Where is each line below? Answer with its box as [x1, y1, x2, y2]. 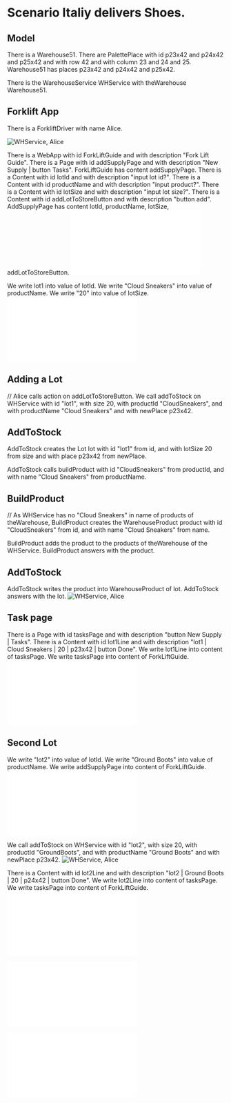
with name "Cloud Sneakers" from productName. [7, 473, 147, 481]
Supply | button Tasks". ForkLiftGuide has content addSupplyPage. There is [7, 166, 222, 174]
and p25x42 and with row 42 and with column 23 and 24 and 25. [7, 58, 192, 66]
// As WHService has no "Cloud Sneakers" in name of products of [7, 511, 194, 519]
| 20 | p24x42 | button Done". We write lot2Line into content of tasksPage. [7, 876, 218, 884]
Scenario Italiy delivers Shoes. [7, 5, 185, 21]
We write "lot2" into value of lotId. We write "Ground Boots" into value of [7, 755, 214, 764]
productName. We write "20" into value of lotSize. [7, 288, 150, 297]
